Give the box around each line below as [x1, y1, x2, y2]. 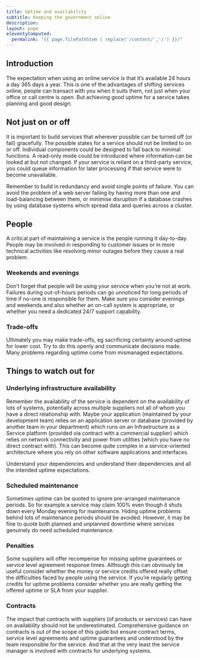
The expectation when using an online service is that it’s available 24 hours [6, 74, 191, 81]
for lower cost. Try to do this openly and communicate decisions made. [6, 343, 181, 350]
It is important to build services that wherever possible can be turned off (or [6, 133, 193, 140]
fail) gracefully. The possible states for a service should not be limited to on [6, 139, 192, 146]
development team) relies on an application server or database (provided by [6, 416, 193, 424]
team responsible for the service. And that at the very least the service [6, 640, 180, 648]
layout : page [6, 25, 39, 32]
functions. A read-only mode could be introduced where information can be [6, 152, 193, 159]
